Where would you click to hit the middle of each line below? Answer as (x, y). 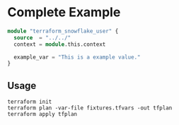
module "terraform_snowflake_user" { (63, 31)
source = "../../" (42, 37)
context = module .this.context (60, 44)
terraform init (30, 102)
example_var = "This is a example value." (77, 57)
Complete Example (64, 12)
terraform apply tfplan (42, 114)
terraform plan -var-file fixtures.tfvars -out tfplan (90, 108)
